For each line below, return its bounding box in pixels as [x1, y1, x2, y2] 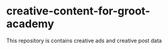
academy [6, 17, 55, 31]
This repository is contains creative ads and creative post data [6, 37, 162, 44]
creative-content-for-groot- [6, 4, 150, 18]
